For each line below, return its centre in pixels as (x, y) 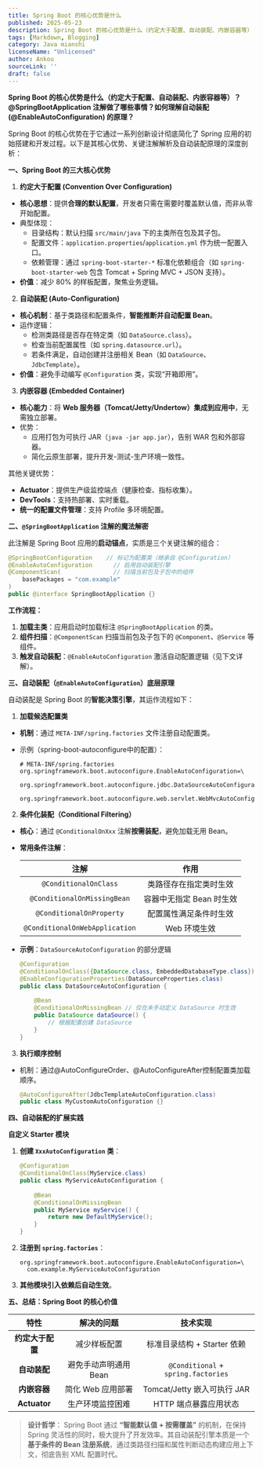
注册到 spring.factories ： (62, 1248)
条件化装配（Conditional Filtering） (77, 814)
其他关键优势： (32, 473)
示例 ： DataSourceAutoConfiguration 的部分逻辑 (95, 949)
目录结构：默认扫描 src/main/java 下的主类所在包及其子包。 (128, 232)
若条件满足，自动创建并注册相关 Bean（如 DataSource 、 (121, 354)
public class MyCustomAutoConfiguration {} (92, 1102)
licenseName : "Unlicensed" (52, 52)
